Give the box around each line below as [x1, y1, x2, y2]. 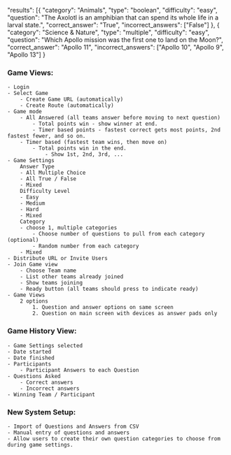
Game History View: [7, 326, 77, 336]
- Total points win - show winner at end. [32, 120, 158, 128]
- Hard [20, 206, 39, 213]
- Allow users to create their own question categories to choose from [7, 435, 220, 442]
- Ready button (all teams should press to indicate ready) [20, 286, 199, 293]
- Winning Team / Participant [7, 391, 96, 398]
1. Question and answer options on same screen [32, 304, 174, 311]
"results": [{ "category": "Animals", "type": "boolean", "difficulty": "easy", [7, 6, 218, 14]
